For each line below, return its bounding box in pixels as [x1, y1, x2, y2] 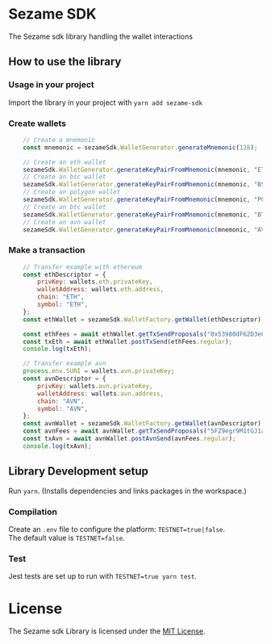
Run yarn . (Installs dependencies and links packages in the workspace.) [8, 486, 248, 496]
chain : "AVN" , [37, 397, 85, 405]
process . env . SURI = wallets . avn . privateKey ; [23, 367, 175, 375]
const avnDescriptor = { [23, 374, 106, 383]
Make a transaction [8, 245, 85, 256]
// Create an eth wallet [23, 158, 106, 166]
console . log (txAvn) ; [23, 441, 92, 450]
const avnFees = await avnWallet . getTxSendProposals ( [23, 427, 207, 436]
